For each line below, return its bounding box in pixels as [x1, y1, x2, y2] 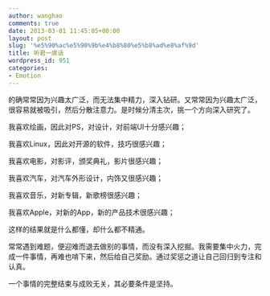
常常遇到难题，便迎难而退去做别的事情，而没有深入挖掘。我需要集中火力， [8, 241, 255, 251]
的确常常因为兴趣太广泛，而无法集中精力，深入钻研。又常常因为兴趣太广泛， [8, 94, 262, 105]
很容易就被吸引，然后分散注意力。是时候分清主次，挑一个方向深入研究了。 [8, 105, 255, 114]
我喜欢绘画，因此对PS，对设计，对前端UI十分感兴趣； [8, 121, 187, 131]
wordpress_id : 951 [8, 57, 70, 65]
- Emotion [8, 72, 42, 80]
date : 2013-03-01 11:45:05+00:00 [8, 27, 121, 35]
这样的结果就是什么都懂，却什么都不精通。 [8, 224, 149, 234]
